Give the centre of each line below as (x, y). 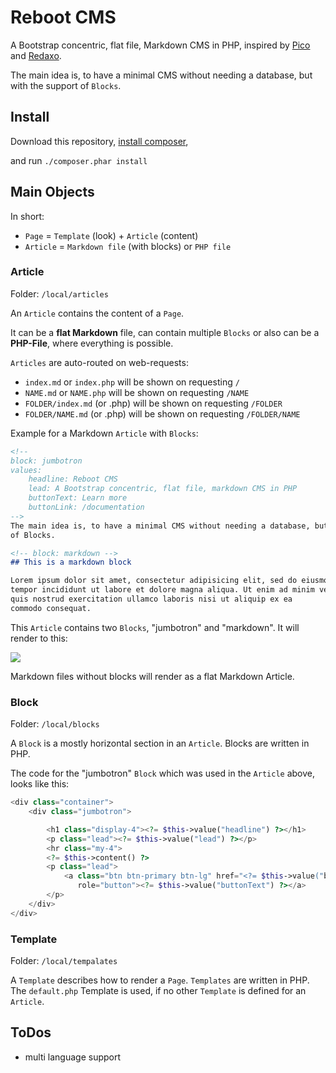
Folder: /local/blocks (55, 724)
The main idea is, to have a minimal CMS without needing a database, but (161, 75)
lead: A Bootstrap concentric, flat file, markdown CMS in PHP (163, 489)
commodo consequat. (51, 608)
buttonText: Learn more (78, 498)
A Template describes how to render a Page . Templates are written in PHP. (160, 980)
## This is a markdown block (71, 562)
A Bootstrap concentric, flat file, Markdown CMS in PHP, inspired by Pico (160, 45)
